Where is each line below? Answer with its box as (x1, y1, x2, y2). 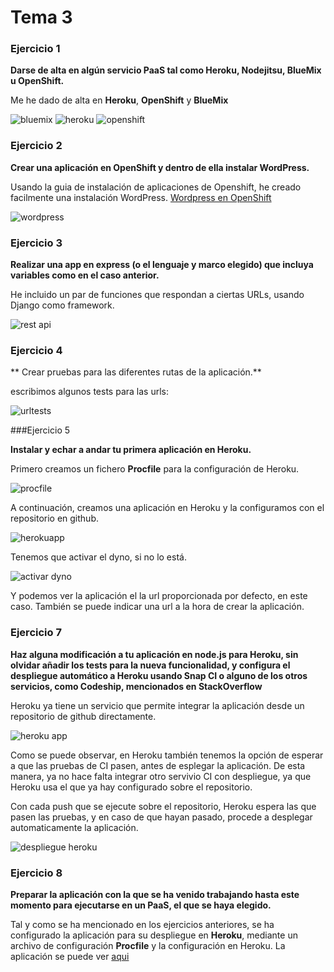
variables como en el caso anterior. (10, 269, 160, 281)
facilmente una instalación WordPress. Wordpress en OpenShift (10, 191, 272, 203)
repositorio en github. (10, 512, 100, 525)
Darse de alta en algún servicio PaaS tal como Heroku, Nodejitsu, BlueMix (10, 64, 322, 76)
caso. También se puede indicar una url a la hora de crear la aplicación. (10, 601, 305, 613)
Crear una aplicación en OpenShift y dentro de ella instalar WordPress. (10, 161, 310, 173)
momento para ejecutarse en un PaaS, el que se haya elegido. (10, 899, 272, 911)
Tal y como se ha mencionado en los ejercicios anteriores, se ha (10, 918, 275, 930)
